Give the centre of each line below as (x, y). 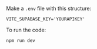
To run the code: (26, 30)
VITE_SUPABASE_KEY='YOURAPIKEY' (46, 19)
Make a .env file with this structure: (49, 8)
